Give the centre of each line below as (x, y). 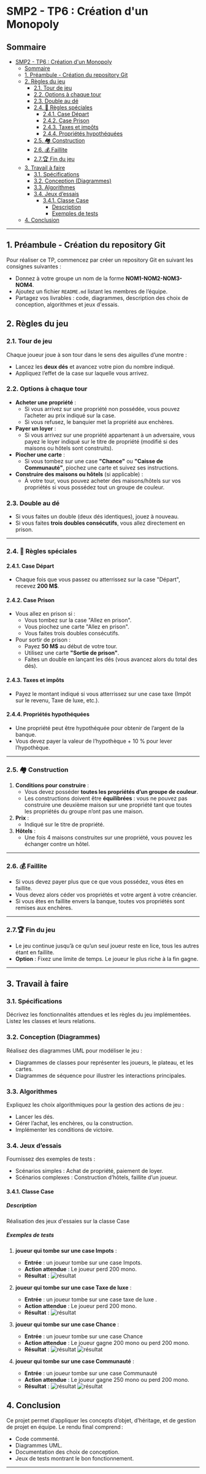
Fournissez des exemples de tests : (51, 1159)
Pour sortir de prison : (43, 640)
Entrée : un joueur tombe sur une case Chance (83, 1336)
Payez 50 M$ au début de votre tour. (71, 646)
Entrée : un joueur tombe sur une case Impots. (83, 1262)
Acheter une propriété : (46, 402)
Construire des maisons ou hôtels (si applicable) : (79, 474)
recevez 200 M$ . (37, 586)
